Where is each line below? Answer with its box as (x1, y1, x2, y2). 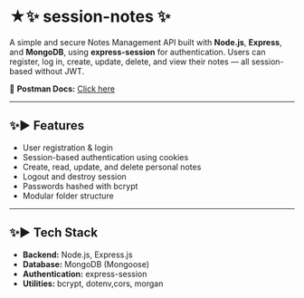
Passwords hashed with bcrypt (22, 180, 138, 191)
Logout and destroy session (22, 170, 127, 182)
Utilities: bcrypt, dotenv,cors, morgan (22, 278, 164, 289)
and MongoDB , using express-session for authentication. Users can (9, 46, 266, 57)
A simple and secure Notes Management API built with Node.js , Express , (9, 36, 282, 47)
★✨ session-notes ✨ (9, 6, 171, 27)
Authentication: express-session (22, 268, 147, 279)
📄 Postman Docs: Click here (9, 83, 116, 94)
